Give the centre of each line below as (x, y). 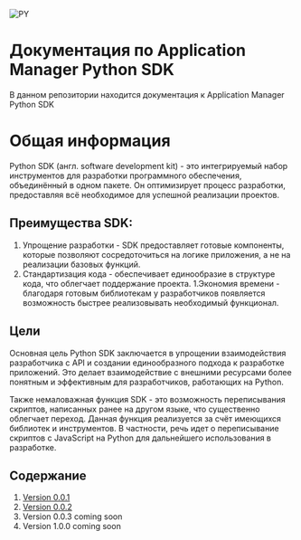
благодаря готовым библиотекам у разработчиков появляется (144, 293)
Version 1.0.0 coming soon (72, 526)
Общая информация (90, 141)
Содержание (48, 475)
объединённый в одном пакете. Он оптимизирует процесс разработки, (148, 185)
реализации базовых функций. (81, 264)
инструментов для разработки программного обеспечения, (126, 175)
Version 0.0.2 (47, 507)
